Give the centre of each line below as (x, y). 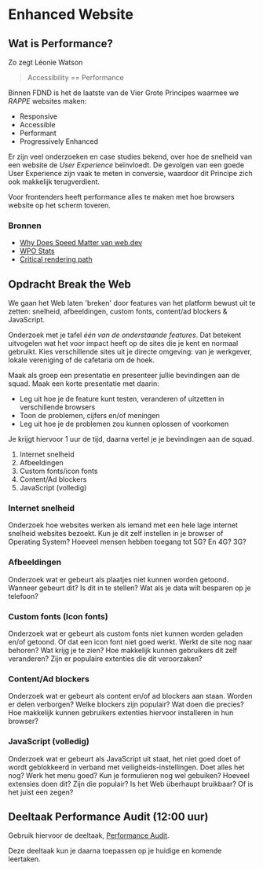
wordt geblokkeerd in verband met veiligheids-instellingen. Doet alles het (126, 767)
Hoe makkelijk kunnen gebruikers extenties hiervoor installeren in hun (121, 713)
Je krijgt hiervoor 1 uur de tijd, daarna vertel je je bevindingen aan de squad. (131, 439)
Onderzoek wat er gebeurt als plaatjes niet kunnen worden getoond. (119, 579)
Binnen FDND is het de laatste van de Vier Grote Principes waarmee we (124, 93)
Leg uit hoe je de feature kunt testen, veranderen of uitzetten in (122, 399)
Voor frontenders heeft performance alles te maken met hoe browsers (121, 197)
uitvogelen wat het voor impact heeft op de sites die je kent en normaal (123, 343)
